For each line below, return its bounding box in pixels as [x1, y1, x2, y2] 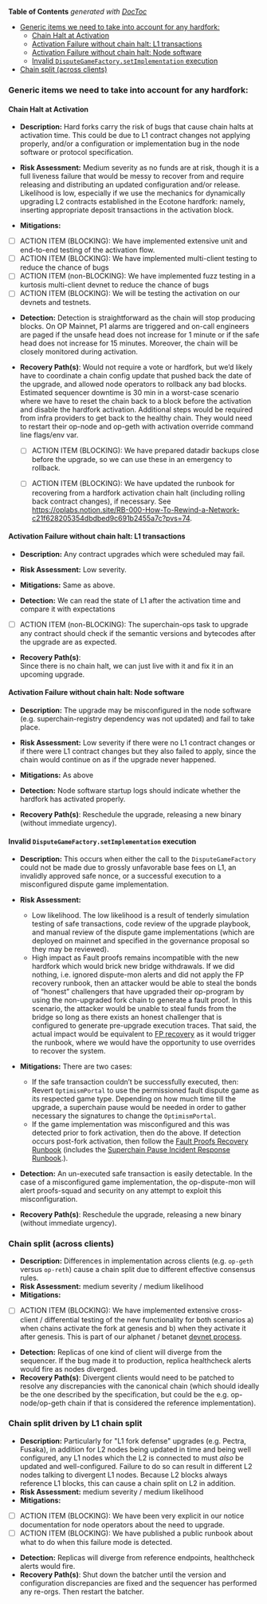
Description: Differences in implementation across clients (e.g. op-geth [19, 1256, 253, 1266]
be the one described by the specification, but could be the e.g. [19, 1389, 230, 1399]
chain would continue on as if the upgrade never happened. [19, 754, 217, 764]
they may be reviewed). [31, 945, 109, 954]
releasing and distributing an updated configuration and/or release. [19, 180, 241, 190]
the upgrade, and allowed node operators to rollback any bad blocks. [19, 379, 247, 389]
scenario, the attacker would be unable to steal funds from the [31, 1004, 237, 1013]
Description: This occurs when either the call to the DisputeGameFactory [19, 854, 257, 864]
